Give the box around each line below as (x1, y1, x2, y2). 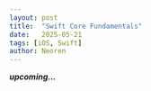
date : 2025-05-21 (9, 30, 83, 39)
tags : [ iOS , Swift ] (9, 38, 83, 48)
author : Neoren (9, 47, 67, 56)
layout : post (9, 13, 58, 23)
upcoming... (9, 71, 57, 82)
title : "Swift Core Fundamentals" (9, 22, 143, 31)
